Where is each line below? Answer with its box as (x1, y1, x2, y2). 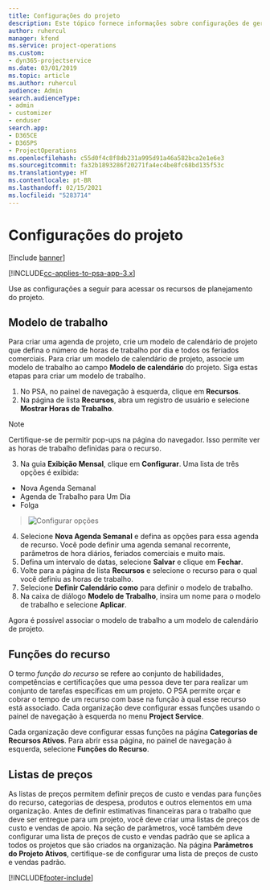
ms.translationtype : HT (8, 169, 88, 177)
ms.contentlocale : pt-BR (8, 176, 92, 185)
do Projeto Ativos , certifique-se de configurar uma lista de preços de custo (8, 849, 259, 858)
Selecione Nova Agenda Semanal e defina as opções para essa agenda (19, 532, 259, 542)
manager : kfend (8, 34, 59, 43)
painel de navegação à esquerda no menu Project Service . (8, 711, 204, 721)
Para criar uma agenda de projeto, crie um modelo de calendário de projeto (8, 337, 258, 347)
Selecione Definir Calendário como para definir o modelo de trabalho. (19, 583, 253, 592)
